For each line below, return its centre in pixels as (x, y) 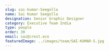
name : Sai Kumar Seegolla (31, 14)
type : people (18, 28)
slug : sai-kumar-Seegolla (31, 9)
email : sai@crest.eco (27, 37)
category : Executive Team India (38, 23)
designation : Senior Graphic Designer (45, 18)
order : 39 (15, 32)
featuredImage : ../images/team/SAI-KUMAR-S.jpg (55, 41)
